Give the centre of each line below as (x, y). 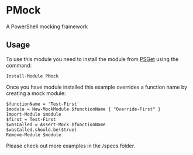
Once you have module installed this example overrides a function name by (97, 87)
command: (19, 65)
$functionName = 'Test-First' (43, 104)
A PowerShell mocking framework (47, 26)
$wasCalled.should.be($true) (42, 130)
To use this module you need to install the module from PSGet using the (92, 59)
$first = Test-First (31, 119)
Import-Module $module (34, 114)
